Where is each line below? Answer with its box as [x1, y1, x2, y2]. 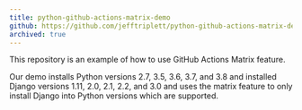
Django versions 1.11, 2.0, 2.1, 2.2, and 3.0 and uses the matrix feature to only [9, 81, 293, 92]
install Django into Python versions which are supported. [9, 90, 218, 101]
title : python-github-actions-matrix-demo [9, 13, 171, 22]
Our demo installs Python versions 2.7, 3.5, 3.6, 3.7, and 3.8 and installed [9, 72, 277, 82]
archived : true [9, 30, 67, 38]
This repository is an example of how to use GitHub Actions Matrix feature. [9, 55, 286, 65]
